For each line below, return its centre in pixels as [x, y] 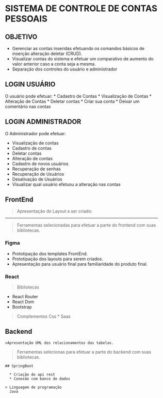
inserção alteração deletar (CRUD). [47, 54]
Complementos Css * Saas [44, 316]
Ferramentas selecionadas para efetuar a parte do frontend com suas [86, 225]
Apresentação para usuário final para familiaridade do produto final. [80, 264]
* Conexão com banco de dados [40, 379]
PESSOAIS [26, 19]
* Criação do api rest [32, 374]
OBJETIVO [21, 37]
